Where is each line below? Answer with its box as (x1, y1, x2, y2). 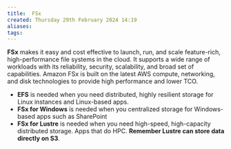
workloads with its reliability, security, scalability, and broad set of (7, 62, 194, 71)
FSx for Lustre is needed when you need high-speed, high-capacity (17, 119, 212, 128)
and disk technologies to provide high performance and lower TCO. (7, 77, 199, 86)
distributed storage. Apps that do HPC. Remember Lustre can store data (17, 127, 225, 135)
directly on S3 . (17, 135, 61, 143)
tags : (7, 29, 23, 36)
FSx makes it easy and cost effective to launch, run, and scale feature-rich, (7, 48, 221, 56)
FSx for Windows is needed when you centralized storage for (17, 105, 193, 113)
